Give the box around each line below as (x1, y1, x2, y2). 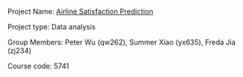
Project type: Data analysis (7, 22, 96, 31)
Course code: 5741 (7, 61, 70, 71)
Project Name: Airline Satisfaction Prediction (7, 7, 153, 16)
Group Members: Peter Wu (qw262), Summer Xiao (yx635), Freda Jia (7, 37, 237, 47)
